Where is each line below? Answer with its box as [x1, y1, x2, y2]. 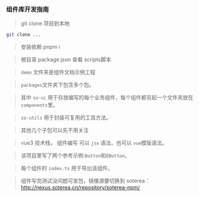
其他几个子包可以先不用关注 [20, 127, 89, 134]
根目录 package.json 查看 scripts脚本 [20, 56, 112, 63]
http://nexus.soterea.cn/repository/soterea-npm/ [20, 184, 140, 191]
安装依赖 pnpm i [20, 43, 61, 51]
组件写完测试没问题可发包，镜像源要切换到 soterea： [20, 177, 150, 185]
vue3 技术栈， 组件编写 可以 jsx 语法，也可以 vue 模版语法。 [20, 139, 168, 146]
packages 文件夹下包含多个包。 [20, 82, 95, 89]
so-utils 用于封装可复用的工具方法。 [20, 114, 112, 121]
